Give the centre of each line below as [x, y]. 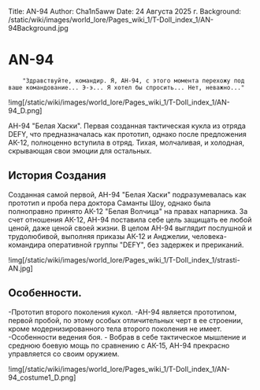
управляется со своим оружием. [64, 354]
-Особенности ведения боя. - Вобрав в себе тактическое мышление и [127, 337]
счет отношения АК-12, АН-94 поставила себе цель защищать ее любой [130, 219]
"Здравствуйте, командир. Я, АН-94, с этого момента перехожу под [134, 81]
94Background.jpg [38, 28]
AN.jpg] [20, 268]
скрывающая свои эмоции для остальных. [80, 151]
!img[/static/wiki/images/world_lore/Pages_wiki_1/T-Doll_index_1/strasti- [124, 259]
